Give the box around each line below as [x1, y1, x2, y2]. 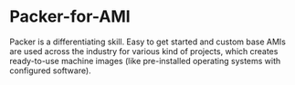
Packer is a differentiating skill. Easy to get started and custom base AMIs [9, 36, 286, 47]
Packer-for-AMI [9, 6, 131, 27]
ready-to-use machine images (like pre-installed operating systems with [9, 55, 281, 66]
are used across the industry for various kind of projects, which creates [9, 45, 279, 56]
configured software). [9, 65, 91, 76]
